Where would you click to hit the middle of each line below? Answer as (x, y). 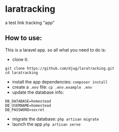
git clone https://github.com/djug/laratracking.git (60, 68)
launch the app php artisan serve (46, 124)
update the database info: (38, 92)
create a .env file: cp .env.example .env (52, 87)
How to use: (24, 38)
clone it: (20, 59)
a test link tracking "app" (30, 23)
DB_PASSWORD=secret (25, 110)
